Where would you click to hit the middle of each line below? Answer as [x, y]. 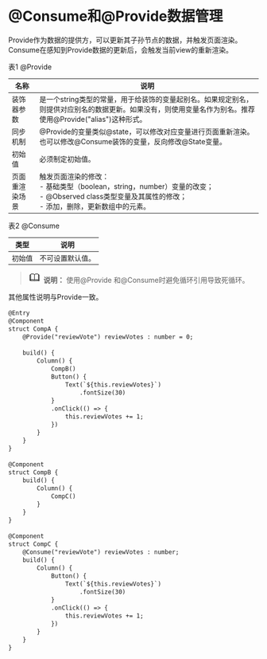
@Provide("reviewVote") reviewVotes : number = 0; [108, 337]
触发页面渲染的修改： [74, 177]
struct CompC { [33, 544]
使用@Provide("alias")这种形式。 [93, 119]
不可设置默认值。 [67, 258]
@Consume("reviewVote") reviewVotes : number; [101, 552]
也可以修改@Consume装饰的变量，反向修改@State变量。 [133, 141]
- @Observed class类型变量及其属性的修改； [113, 197]
